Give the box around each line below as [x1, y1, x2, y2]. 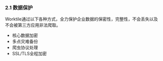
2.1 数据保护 [5, 4, 33, 11]
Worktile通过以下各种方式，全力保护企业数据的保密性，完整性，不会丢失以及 [5, 16, 158, 22]
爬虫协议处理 [12, 45, 38, 50]
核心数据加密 [12, 32, 38, 38]
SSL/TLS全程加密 [12, 51, 47, 57]
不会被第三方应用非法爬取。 [5, 22, 61, 28]
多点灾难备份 [12, 39, 38, 45]
